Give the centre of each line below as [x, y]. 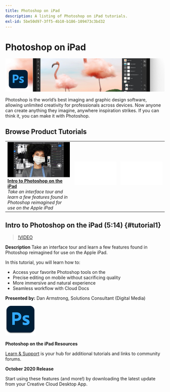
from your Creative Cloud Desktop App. [46, 384]
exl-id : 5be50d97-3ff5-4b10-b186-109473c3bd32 [55, 21]
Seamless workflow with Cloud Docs [51, 289]
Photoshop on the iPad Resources [41, 344]
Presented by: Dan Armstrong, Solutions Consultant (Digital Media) [75, 298]
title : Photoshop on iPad [32, 11]
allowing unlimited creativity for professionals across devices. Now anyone [83, 105]
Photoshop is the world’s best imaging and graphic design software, [76, 99]
